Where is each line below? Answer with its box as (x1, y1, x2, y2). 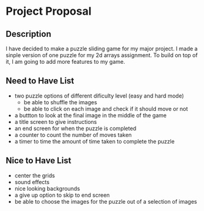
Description (5, 29, 51, 39)
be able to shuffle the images (23, 98, 97, 105)
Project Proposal (5, 4, 92, 18)
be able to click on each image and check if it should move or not (23, 105, 188, 112)
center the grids (14, 172, 56, 179)
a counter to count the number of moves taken (14, 131, 132, 139)
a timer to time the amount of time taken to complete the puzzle (14, 137, 175, 145)
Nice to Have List (5, 155, 71, 166)
